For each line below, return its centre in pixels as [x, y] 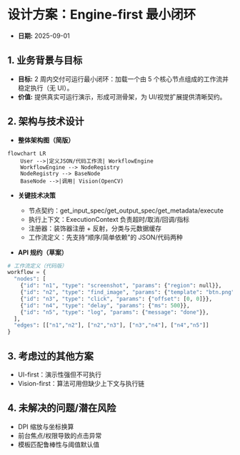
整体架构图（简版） [46, 140]
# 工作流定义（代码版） [37, 266]
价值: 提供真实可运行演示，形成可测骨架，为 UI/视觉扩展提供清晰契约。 [122, 96]
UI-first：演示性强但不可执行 [60, 374]
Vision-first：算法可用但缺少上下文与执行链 [81, 383]
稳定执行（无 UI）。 [45, 88]
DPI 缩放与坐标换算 [46, 426]
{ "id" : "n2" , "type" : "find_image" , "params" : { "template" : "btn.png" [127, 292]
